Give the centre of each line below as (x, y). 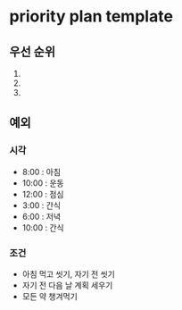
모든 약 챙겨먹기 (50, 296)
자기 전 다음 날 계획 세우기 (67, 285)
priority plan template (91, 17)
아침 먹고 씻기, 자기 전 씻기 (69, 273)
